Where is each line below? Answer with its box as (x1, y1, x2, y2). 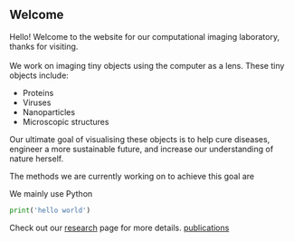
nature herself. (9, 153, 64, 164)
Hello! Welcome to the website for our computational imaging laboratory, (9, 31, 280, 42)
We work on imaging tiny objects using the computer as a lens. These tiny (9, 60, 285, 71)
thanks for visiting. (9, 41, 79, 52)
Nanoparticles (22, 106, 75, 117)
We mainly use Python (9, 188, 93, 198)
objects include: (9, 70, 70, 81)
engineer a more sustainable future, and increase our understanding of (9, 143, 274, 154)
